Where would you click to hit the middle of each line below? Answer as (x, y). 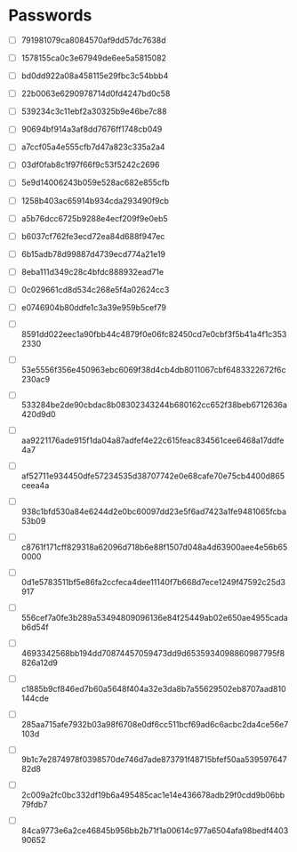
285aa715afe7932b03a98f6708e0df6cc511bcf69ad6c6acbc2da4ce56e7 (155, 724)
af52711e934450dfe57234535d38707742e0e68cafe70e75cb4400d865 (153, 476)
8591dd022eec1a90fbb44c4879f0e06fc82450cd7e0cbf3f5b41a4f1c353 (154, 334)
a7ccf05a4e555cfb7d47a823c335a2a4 (93, 147)
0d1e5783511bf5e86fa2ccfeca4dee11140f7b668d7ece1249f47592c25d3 (153, 583)
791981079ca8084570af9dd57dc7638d (93, 40)
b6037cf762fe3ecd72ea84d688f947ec (93, 236)
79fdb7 (34, 805)
